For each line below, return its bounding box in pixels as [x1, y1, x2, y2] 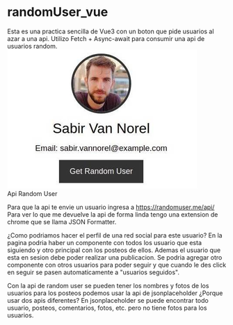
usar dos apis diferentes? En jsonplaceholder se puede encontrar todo [7, 296, 209, 304]
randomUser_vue [7, 4, 109, 20]
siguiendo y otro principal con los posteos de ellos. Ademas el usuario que [7, 246, 221, 254]
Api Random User [7, 189, 58, 198]
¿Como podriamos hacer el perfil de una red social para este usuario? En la [7, 231, 223, 240]
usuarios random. [7, 42, 58, 50]
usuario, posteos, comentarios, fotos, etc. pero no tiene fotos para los [7, 303, 207, 312]
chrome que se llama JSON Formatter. [7, 217, 117, 226]
